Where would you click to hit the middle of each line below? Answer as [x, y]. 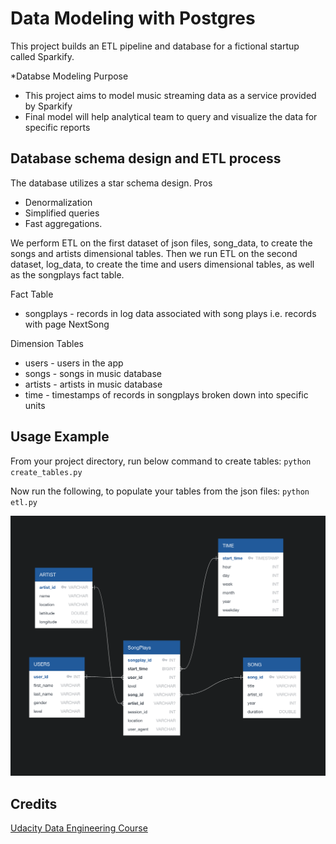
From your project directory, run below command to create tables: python [161, 461]
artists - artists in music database [93, 384]
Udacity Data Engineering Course [79, 828]
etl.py [24, 502]
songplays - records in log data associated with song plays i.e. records [170, 313]
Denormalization [58, 202]
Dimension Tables [47, 343]
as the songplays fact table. [67, 274]
